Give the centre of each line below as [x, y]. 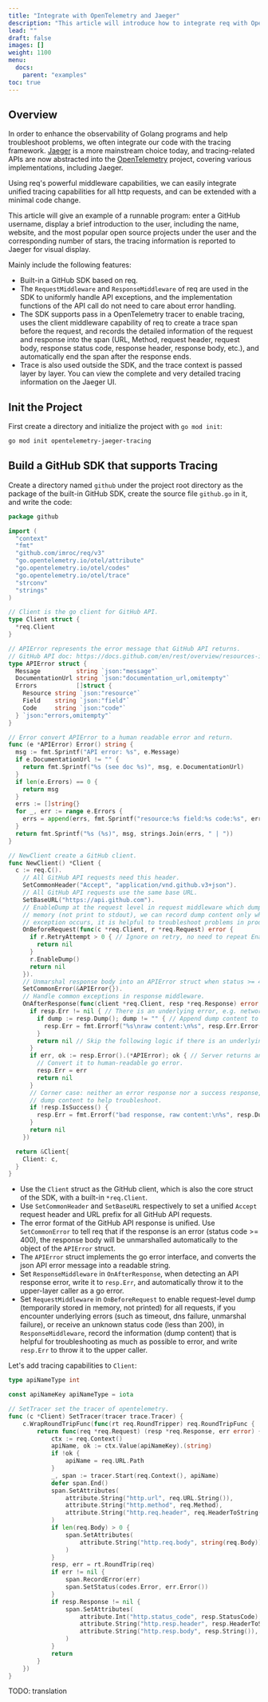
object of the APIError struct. [67, 1248]
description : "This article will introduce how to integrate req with [128, 23]
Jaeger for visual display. [49, 250]
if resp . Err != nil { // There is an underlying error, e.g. [133, 1011]
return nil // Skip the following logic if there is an [132, 1041]
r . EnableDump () [55, 959]
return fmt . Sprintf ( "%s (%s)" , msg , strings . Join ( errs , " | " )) [124, 833]
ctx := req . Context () [87, 1439]
